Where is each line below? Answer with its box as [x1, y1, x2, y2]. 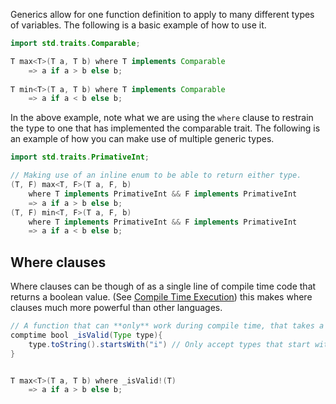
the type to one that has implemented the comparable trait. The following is [10, 122, 321, 134]
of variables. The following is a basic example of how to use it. [10, 19, 267, 31]
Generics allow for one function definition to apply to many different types [10, 9, 315, 20]
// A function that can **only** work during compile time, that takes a [10, 321, 325, 331]
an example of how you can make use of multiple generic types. [10, 133, 275, 145]
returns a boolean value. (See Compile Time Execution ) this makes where [10, 291, 313, 303]
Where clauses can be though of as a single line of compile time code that [10, 280, 317, 293]
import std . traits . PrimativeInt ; [10, 152, 150, 163]
